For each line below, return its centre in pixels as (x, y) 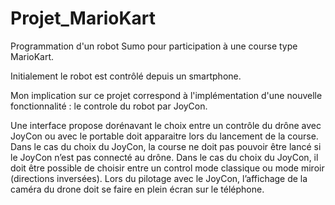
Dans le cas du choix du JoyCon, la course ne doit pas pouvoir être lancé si (166, 146)
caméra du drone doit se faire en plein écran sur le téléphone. (137, 189)
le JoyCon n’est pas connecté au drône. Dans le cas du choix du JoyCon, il (164, 157)
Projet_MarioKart (83, 18)
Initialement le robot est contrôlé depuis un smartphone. (126, 76)
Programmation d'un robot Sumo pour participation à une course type (154, 46)
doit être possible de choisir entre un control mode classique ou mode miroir (167, 168)
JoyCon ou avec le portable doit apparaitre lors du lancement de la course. (164, 136)
